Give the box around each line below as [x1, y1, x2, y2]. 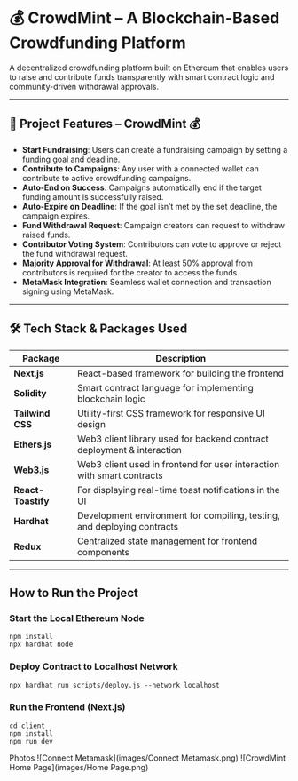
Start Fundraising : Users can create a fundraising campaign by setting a [21, 144, 288, 155]
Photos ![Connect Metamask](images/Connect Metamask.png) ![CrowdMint [9, 753, 286, 763]
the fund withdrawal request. [21, 248, 129, 259]
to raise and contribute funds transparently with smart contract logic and [9, 71, 275, 82]
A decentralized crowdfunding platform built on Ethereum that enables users [9, 62, 289, 73]
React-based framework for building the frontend [76, 367, 284, 379]
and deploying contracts [76, 520, 179, 532]
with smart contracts [76, 469, 163, 482]
